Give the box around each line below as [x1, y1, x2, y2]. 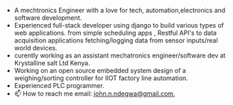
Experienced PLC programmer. [13, 82, 104, 89]
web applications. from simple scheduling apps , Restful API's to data [13, 28, 217, 37]
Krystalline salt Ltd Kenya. [13, 59, 90, 67]
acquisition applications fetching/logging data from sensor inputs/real [13, 36, 218, 45]
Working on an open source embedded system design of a [13, 67, 186, 74]
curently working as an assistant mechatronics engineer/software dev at [13, 51, 226, 60]
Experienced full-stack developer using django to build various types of [13, 21, 224, 29]
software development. [13, 13, 82, 22]
